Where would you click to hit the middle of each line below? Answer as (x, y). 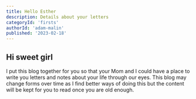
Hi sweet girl (29, 57)
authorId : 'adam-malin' (35, 28)
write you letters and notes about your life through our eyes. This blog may (96, 77)
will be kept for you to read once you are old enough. (70, 90)
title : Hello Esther (31, 11)
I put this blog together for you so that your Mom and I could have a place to (98, 71)
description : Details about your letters (58, 17)
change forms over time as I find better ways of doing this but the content (95, 83)
